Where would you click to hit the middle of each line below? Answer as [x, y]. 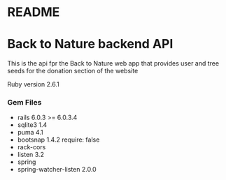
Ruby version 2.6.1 [33, 84]
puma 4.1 [30, 133]
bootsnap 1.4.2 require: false [58, 140]
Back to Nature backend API [90, 44]
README [34, 12]
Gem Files [24, 103]
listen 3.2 [30, 155]
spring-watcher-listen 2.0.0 [57, 170]
